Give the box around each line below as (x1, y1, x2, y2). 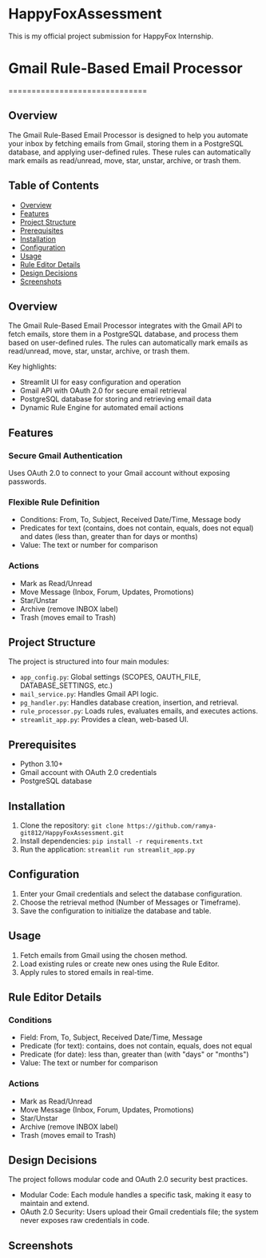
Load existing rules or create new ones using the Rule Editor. (19, 959, 220, 968)
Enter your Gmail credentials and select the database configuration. (19, 889, 242, 898)
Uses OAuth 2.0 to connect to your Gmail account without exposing (8, 469, 230, 477)
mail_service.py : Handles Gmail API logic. (19, 689, 159, 699)
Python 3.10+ (19, 759, 64, 769)
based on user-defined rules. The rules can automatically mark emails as (8, 337, 248, 348)
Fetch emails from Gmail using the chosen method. (19, 950, 188, 960)
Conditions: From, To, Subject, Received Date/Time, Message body (19, 515, 241, 525)
